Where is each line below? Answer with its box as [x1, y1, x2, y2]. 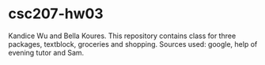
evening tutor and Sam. [8, 48, 85, 57]
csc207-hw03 [8, 5, 104, 23]
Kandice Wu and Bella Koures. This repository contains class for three [8, 31, 237, 40]
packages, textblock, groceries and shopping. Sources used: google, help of [8, 39, 258, 48]
